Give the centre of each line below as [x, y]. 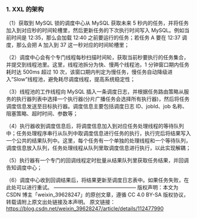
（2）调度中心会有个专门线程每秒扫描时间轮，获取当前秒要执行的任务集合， [98, 57]
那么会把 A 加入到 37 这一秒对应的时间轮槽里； [73, 45]
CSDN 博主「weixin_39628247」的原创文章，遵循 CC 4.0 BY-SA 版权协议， [98, 195]
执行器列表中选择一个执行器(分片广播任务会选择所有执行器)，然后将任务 [103, 99]
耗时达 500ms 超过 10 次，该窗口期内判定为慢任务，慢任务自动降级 [87, 72]
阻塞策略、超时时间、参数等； [42, 114]
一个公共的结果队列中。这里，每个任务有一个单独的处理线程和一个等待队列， [98, 141]
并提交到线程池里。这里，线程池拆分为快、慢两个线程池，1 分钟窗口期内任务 [98, 65]
